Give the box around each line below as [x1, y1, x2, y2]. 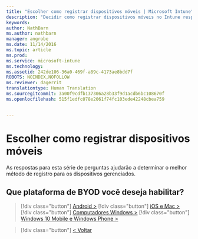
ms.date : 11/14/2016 [6, 42, 57, 48]
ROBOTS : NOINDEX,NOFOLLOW [6, 74, 70, 80]
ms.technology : [6, 63, 44, 69]
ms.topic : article [6, 47, 51, 53]
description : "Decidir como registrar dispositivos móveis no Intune [6, 14, 181, 20]
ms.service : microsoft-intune [6, 58, 81, 64]
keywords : [6, 19, 31, 25]
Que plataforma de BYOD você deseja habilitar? [6, 187, 184, 197]
